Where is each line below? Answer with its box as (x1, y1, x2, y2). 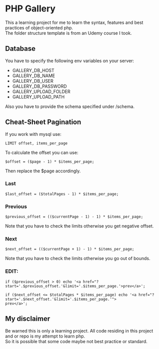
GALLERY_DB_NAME (12, 73, 56, 79)
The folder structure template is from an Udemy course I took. (5, 30, 132, 36)
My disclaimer (5, 315, 51, 323)
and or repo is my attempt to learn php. (5, 333, 85, 339)
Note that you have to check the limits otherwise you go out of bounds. (5, 255, 151, 261)
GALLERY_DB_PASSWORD (12, 83, 67, 89)
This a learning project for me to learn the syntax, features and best (5, 19, 144, 25)
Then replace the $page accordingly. (5, 168, 81, 174)
